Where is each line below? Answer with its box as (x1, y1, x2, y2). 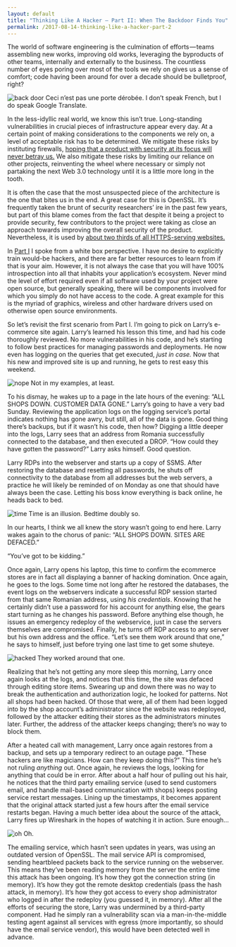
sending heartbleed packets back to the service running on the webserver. (7, 858, 224, 867)
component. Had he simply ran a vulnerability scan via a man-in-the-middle (7, 910, 227, 919)
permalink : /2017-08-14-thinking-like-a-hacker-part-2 (7, 23, 172, 30)
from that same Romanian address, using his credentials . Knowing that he (7, 596, 222, 604)
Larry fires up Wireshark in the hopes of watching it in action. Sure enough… (7, 816, 229, 824)
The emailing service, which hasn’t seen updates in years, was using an (7, 843, 216, 852)
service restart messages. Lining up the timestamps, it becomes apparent (7, 794, 221, 802)
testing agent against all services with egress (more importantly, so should (7, 918, 223, 927)
